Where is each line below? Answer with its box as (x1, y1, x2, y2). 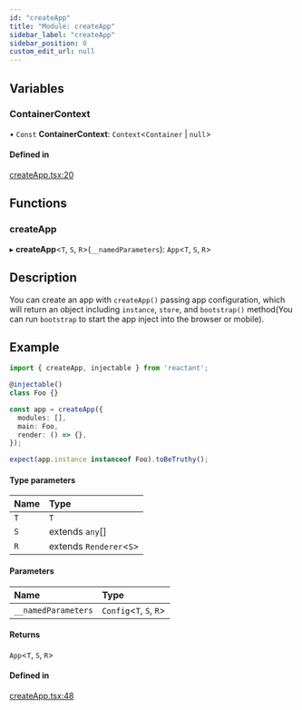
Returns (9, 629, 41, 640)
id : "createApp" (9, 13, 71, 23)
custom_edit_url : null (9, 47, 95, 56)
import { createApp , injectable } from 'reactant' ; (9, 364, 209, 373)
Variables (9, 81, 65, 96)
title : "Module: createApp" (9, 22, 116, 31)
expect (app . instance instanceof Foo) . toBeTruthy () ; (9, 455, 209, 464)
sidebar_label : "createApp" (9, 30, 116, 39)
